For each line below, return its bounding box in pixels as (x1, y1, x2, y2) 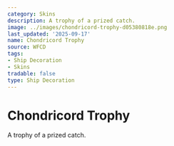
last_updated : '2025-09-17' (7, 30, 91, 38)
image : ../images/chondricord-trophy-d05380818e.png (7, 24, 168, 31)
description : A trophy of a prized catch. (7, 17, 135, 24)
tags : (7, 51, 24, 58)
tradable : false (7, 70, 56, 77)
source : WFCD (7, 43, 46, 51)
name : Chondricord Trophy (7, 37, 84, 44)
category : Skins (7, 10, 56, 18)
